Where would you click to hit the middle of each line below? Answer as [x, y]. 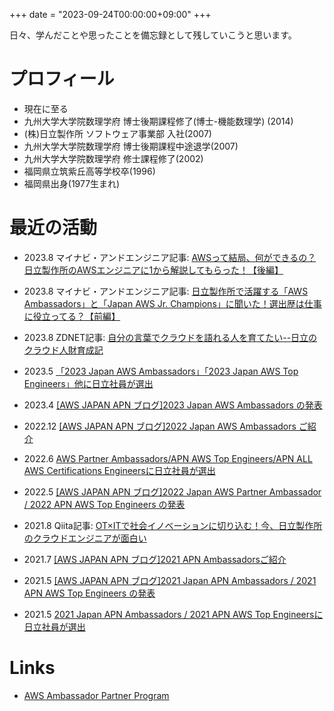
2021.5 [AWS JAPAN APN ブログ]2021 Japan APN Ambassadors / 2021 [170, 580]
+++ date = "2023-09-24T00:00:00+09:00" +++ [110, 14]
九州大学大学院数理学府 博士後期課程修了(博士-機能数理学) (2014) [158, 121]
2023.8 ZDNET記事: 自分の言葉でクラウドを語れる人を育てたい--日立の [170, 337]
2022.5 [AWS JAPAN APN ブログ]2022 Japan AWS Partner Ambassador [172, 491]
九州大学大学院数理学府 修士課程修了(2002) [113, 158]
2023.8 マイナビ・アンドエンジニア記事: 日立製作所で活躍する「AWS [166, 291]
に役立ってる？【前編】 [72, 316]
